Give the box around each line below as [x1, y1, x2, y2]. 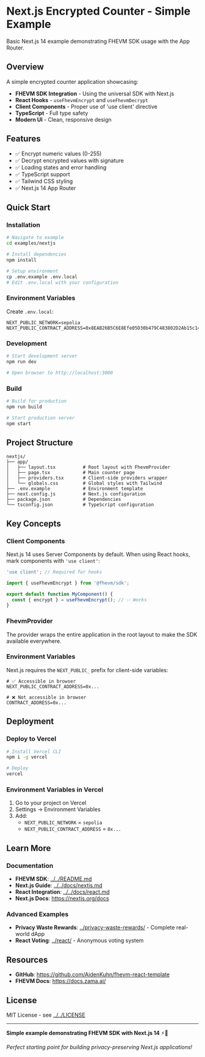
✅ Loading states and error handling [15, 163, 107, 171]
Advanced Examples [6, 910, 69, 918]
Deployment [6, 716, 54, 727]
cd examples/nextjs [6, 240, 56, 247]
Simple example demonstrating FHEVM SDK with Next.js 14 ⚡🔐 [6, 1029, 169, 1036]
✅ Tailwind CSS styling [15, 177, 73, 185]
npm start [6, 420, 32, 426]
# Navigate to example [6, 234, 64, 241]
